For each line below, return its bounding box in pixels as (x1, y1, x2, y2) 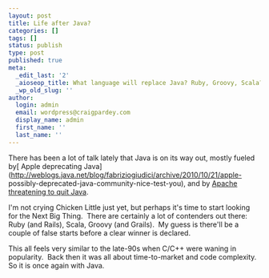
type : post (8, 49, 45, 57)
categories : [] (8, 26, 59, 34)
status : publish (8, 42, 62, 50)
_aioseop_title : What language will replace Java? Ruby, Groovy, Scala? (15, 79, 263, 87)
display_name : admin (15, 116, 84, 124)
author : (8, 94, 34, 102)
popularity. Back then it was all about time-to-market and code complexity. (8, 252, 257, 261)
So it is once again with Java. (8, 260, 105, 270)
